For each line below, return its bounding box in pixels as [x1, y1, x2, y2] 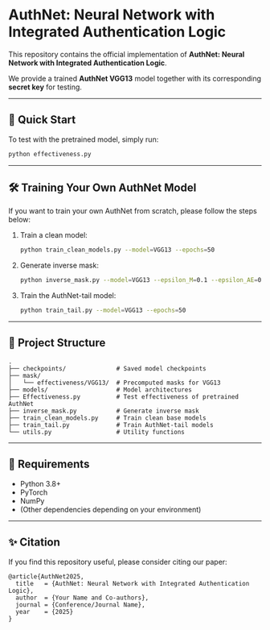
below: [8, 215, 31, 225]
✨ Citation [8, 536, 60, 549]
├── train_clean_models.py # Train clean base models [8, 413, 207, 422]
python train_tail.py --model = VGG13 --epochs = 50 [19, 306, 186, 315]
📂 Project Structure [8, 336, 106, 350]
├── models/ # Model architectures [8, 385, 193, 394]
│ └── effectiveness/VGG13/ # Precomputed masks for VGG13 [8, 379, 221, 387]
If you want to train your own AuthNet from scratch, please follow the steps [8, 206, 257, 216]
